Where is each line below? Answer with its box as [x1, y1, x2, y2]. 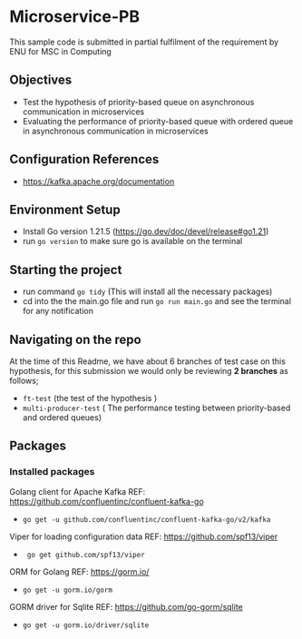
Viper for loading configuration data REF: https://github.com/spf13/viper [9, 531, 278, 542]
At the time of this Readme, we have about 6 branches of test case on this [9, 356, 286, 367]
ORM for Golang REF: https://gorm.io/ [9, 565, 150, 577]
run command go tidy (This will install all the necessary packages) [22, 286, 273, 297]
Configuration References [9, 152, 160, 167]
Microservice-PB [9, 6, 141, 27]
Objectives [9, 73, 73, 88]
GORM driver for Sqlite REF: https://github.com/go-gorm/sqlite [9, 601, 243, 612]
